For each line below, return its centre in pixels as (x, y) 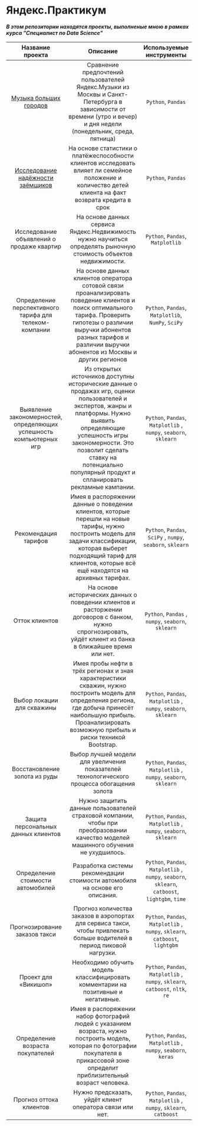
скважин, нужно (103, 686)
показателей (103, 769)
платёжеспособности (103, 155)
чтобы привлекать (103, 931)
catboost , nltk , (166, 988)
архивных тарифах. (103, 577)
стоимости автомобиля (103, 880)
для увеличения (103, 761)
